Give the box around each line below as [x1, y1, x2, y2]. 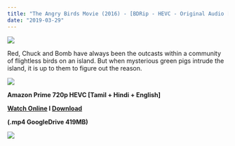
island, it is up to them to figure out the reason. [7, 64, 142, 72]
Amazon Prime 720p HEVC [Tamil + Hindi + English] [7, 90, 161, 98]
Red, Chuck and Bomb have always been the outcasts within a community [7, 49, 222, 57]
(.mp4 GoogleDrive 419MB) [7, 117, 89, 126]
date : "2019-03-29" [7, 17, 65, 24]
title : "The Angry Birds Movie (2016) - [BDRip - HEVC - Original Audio [7, 10, 224, 17]
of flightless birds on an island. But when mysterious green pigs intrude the [7, 57, 224, 65]
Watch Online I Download [7, 104, 83, 112]
